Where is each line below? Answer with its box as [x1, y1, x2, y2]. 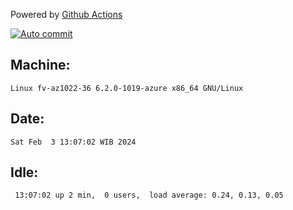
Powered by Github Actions [10, 9, 123, 20]
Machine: [10, 57, 71, 74]
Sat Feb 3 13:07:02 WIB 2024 [10, 137, 137, 147]
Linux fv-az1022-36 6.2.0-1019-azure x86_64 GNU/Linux [10, 83, 244, 93]
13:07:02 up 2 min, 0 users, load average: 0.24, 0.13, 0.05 [14, 190, 284, 201]
